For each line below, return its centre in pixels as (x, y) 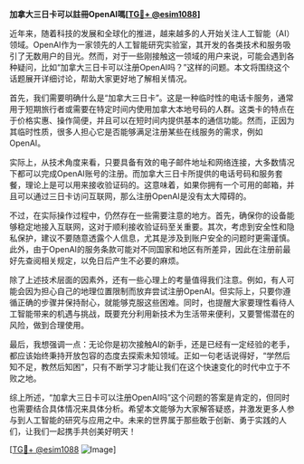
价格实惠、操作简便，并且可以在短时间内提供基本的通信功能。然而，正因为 (156, 120)
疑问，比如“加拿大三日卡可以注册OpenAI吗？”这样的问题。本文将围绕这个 (153, 67)
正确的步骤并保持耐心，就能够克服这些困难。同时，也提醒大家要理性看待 (152, 303)
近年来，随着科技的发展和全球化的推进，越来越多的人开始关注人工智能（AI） (152, 33)
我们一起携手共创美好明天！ (85, 431)
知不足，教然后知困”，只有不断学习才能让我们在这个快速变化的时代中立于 (146, 367)
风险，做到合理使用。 (49, 325)
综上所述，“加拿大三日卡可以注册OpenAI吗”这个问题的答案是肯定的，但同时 (150, 398)
